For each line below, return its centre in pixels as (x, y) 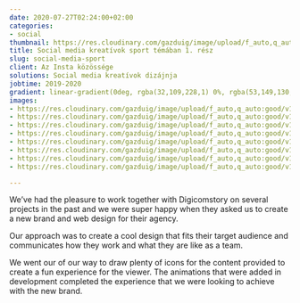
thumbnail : (29, 42)
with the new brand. (46, 291)
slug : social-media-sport (57, 59)
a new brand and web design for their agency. (94, 218)
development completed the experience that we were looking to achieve (142, 282)
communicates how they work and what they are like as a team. (126, 245)
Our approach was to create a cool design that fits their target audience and (149, 236)
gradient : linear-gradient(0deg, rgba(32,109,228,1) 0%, (117, 92)
